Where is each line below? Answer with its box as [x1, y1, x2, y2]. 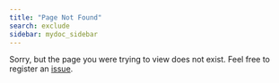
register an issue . [9, 63, 74, 74]
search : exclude [9, 21, 70, 30]
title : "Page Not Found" [9, 12, 102, 22]
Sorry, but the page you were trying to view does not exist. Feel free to [9, 54, 271, 65]
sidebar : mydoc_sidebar [9, 29, 99, 38]
